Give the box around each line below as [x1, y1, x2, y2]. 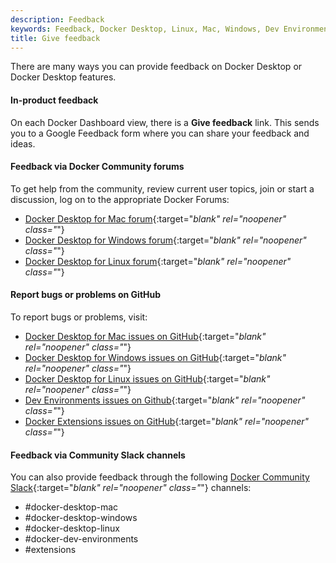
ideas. [10, 137, 36, 150]
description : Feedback [10, 14, 105, 25]
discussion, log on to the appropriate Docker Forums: [10, 193, 230, 205]
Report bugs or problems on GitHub [10, 289, 162, 301]
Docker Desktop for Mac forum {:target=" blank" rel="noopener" [24, 212, 287, 225]
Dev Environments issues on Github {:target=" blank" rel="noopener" [24, 394, 306, 406]
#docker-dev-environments [24, 533, 139, 545]
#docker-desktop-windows [24, 512, 138, 524]
